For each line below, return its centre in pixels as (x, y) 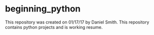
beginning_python (43, 9)
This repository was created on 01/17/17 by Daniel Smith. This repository (77, 22)
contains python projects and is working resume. (54, 27)
